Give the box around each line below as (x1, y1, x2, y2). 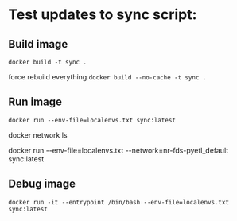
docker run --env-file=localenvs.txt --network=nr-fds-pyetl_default (8, 145, 229, 155)
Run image (8, 95, 62, 109)
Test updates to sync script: (8, 6, 197, 24)
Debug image (8, 177, 76, 191)
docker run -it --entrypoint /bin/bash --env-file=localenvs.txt (8, 198, 229, 206)
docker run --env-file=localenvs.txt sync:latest (8, 116, 177, 124)
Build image (8, 37, 68, 51)
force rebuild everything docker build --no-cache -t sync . (8, 72, 207, 81)
